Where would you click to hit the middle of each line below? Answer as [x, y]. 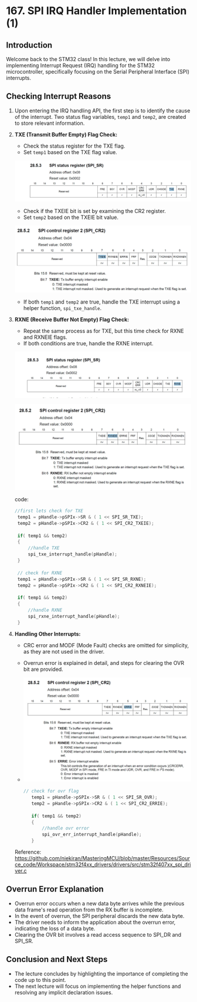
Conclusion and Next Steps [57, 959]
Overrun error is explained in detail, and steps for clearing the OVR [104, 663]
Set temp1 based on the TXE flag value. [70, 152]
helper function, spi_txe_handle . [62, 308]
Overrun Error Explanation [55, 889]
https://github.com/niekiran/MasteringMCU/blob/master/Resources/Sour [102, 858]
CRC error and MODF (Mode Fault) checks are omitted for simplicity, [106, 645]
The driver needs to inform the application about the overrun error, [95, 922]
